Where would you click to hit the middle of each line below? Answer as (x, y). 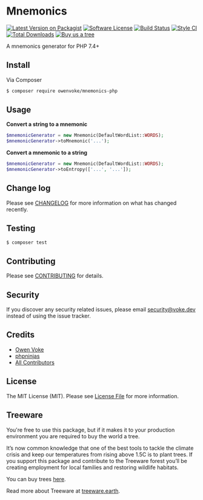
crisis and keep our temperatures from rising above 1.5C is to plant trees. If (99, 454)
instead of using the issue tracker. (48, 316)
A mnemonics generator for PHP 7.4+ (53, 46)
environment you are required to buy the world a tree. (73, 436)
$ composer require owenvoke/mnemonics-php (62, 91)
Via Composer (24, 79)
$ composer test (27, 242)
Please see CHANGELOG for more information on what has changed (92, 203)
